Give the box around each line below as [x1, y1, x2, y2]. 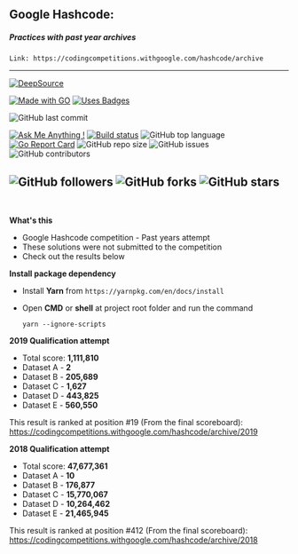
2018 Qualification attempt [9, 444, 110, 455]
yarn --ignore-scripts [21, 320, 106, 329]
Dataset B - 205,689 [21, 372, 99, 383]
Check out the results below [21, 251, 126, 262]
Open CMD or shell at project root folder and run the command [21, 303, 254, 313]
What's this [9, 215, 53, 226]
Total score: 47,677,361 [21, 461, 108, 471]
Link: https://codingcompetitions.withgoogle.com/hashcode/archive [9, 54, 264, 63]
